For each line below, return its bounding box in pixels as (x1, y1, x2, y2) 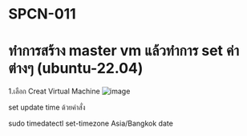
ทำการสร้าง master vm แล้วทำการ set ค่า (8, 42, 239, 60)
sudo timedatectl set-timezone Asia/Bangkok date (8, 118, 174, 129)
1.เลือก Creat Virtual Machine (8, 86, 100, 97)
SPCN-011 (8, 5, 76, 23)
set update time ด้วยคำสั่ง (8, 102, 86, 113)
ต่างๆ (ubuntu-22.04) (8, 60, 144, 77)
